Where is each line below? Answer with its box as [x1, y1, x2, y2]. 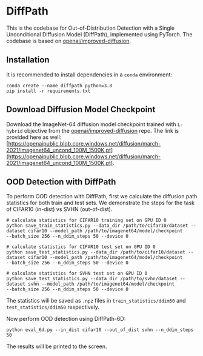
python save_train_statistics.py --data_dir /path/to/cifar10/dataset [6, 223, 188, 229]
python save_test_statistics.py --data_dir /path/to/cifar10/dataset [6, 249, 186, 255]
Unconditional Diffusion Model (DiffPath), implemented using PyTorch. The [6, 30, 193, 38]
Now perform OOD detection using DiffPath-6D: [6, 315, 126, 323]
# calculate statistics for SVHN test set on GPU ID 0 [6, 270, 148, 277]
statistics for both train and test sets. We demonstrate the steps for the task [6, 199, 195, 207]
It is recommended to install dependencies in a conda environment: [6, 71, 173, 78]
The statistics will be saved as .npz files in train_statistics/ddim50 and [6, 297, 186, 304]
